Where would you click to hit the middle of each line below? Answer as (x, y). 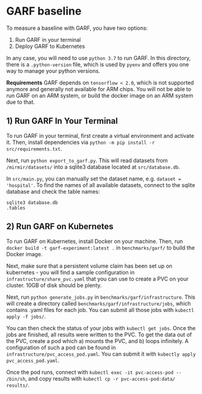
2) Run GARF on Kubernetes (60, 227)
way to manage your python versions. (53, 70)
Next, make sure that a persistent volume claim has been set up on (89, 266)
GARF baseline (44, 11)
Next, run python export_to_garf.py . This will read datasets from (87, 160)
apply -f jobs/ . (26, 316)
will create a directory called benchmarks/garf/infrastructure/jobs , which (99, 303)
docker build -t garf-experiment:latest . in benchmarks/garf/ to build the (101, 248)
